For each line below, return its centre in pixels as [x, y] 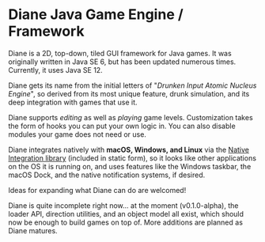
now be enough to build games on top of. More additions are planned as [126, 222]
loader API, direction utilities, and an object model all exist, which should [126, 214]
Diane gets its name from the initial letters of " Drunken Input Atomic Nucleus [132, 85]
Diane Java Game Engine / [96, 15]
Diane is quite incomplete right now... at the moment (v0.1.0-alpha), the [123, 205]
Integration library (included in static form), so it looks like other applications [132, 158]
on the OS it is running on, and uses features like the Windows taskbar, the [130, 166]
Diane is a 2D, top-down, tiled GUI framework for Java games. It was [120, 53]
